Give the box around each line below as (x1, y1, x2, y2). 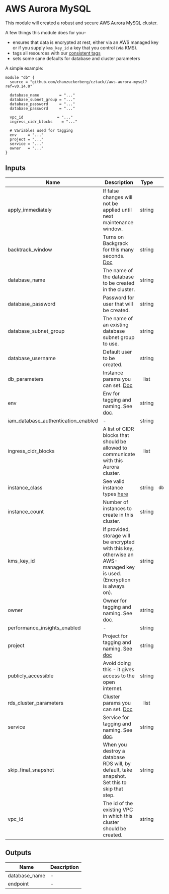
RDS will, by (103, 760, 131, 767)
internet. (103, 685, 123, 692)
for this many (103, 246, 134, 253)
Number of (103, 499, 129, 506)
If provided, (103, 526, 130, 533)
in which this (103, 812, 133, 819)
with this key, (103, 544, 134, 552)
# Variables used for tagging (10, 128, 73, 133)
